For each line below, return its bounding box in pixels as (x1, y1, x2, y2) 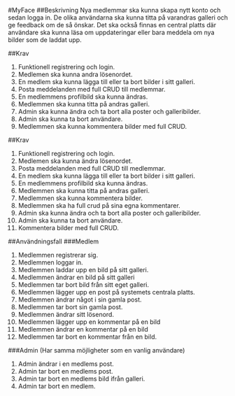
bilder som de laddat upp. (8, 36, 83, 44)
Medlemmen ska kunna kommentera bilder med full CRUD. (17, 122, 187, 130)
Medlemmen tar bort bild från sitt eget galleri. (17, 281, 150, 289)
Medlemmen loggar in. (17, 258, 83, 267)
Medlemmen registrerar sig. (17, 251, 99, 259)
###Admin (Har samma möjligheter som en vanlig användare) (8, 346, 185, 354)
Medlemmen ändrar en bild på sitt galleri (17, 273, 135, 281)
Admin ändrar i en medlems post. (17, 360, 114, 368)
